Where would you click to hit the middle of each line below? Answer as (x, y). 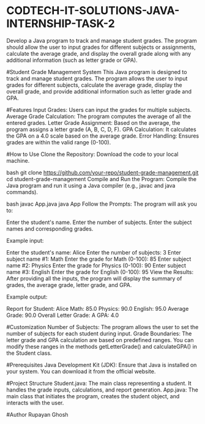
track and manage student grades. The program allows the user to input (97, 78)
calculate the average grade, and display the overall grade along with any (99, 53)
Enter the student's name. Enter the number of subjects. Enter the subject (99, 222)
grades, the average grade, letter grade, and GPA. (69, 285)
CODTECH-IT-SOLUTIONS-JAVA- (93, 11)
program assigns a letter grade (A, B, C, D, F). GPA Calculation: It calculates (102, 129)
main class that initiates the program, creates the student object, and (93, 396)
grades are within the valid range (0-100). (59, 142)
